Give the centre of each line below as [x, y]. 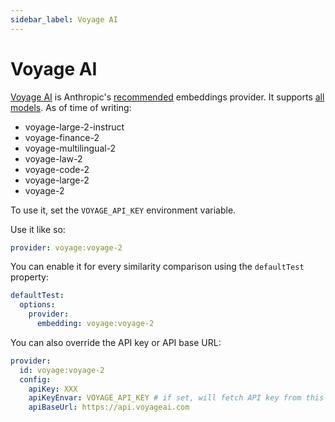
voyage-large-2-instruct [74, 127]
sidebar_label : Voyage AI [64, 19]
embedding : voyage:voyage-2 [95, 324]
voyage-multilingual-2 [70, 148]
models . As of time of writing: [71, 107]
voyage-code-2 [57, 169]
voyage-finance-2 [62, 137]
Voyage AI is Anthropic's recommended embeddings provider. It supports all [167, 97]
